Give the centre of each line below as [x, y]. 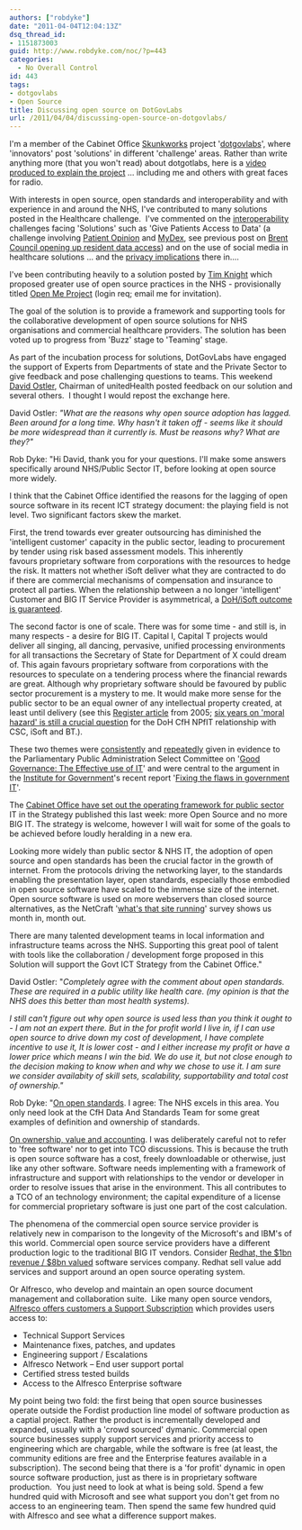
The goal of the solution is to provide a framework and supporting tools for [147, 311]
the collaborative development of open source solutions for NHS [129, 321]
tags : [19, 85]
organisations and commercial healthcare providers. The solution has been [148, 331]
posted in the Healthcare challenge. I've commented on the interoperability [149, 219]
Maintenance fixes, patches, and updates [99, 1345]
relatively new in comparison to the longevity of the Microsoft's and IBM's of [151, 1234]
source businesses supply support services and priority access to [132, 1439]
